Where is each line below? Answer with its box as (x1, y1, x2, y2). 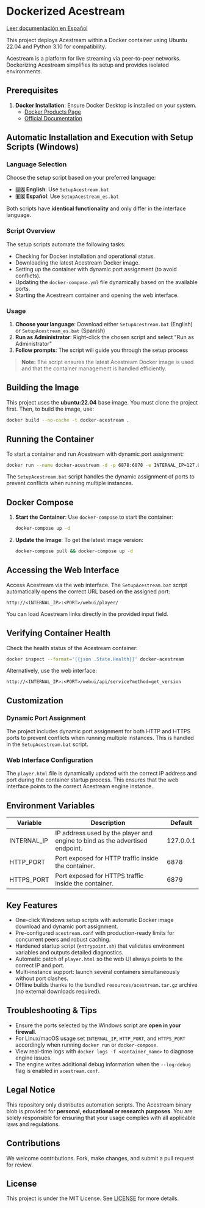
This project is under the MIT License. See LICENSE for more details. (6, 1195, 179, 1202)
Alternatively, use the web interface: (6, 667, 98, 675)
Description (90, 819, 126, 827)
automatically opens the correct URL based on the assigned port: (6, 588, 171, 595)
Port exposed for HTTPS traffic (54, 872, 144, 880)
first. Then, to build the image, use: (6, 405, 95, 412)
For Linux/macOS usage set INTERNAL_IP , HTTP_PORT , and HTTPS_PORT (15, 1034, 186, 1042)
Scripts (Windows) (6, 142, 79, 152)
